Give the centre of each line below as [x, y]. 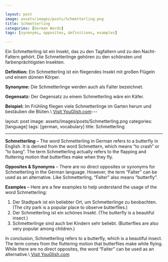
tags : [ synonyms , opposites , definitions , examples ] [61, 33]
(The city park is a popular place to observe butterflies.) [70, 207]
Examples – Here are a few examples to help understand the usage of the [81, 187]
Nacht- [149, 52]
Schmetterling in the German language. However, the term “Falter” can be [81, 172]
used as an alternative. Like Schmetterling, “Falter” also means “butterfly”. [81, 177]
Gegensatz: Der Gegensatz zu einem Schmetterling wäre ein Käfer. [75, 97]
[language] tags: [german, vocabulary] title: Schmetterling [65, 127]
